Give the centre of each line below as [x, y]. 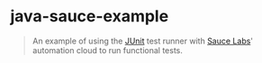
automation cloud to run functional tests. [107, 50]
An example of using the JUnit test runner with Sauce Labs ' [143, 41]
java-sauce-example [90, 16]
